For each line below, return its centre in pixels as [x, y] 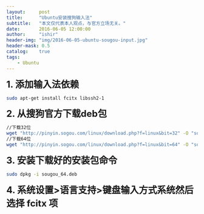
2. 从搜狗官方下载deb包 [57, 114]
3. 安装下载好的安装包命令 [62, 160]
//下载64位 [19, 139]
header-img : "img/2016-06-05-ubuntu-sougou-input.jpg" [77, 40]
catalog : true [28, 52]
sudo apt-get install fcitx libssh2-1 [55, 98]
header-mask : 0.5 [28, 46]
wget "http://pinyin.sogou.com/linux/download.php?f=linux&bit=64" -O [97, 145]
